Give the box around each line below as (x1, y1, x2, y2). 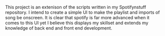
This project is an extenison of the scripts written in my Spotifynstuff (5, 4, 146, 10)
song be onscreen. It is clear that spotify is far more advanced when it (5, 15, 150, 20)
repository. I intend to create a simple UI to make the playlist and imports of (5, 9, 160, 15)
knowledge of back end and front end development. (5, 25, 112, 31)
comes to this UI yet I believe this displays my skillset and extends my (5, 20, 148, 26)
